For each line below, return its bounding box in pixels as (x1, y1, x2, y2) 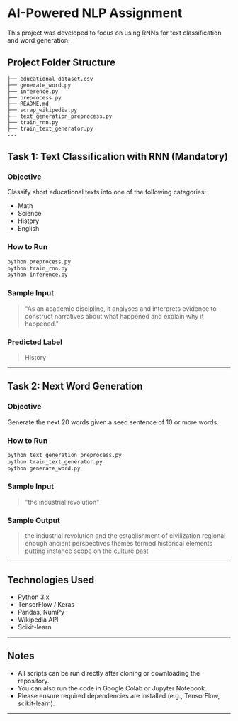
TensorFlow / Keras (17, 600, 75, 608)
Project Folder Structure (7, 57, 116, 69)
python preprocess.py (7, 258, 72, 265)
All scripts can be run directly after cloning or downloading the (17, 668, 200, 677)
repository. (17, 676, 50, 685)
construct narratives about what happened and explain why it (24, 312, 204, 320)
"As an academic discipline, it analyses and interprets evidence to (24, 304, 217, 313)
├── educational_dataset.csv (7, 75, 93, 82)
